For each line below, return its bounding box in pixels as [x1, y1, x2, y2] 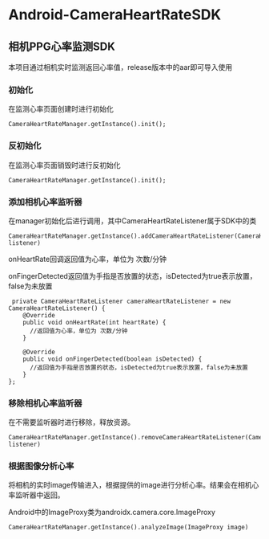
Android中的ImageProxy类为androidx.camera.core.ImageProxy [8, 508, 216, 517]
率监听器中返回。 [8, 490, 65, 500]
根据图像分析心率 [8, 460, 74, 472]
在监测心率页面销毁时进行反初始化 [8, 160, 121, 169]
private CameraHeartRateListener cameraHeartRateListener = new [11, 297, 231, 305]
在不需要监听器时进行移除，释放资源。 [8, 418, 134, 427]
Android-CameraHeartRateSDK [8, 6, 222, 24]
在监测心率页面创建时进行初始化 [8, 104, 114, 114]
